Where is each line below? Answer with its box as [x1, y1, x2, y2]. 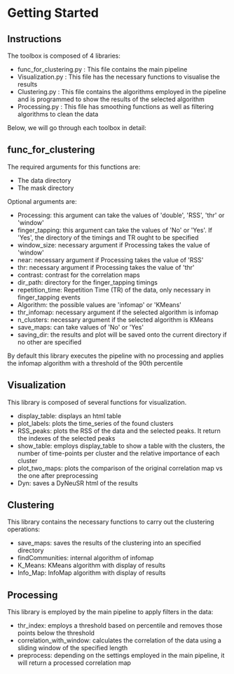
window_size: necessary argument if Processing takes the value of [17, 240, 210, 249]
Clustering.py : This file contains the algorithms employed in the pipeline [17, 88, 226, 96]
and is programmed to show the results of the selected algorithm [17, 95, 205, 103]
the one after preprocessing [17, 471, 98, 479]
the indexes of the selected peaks [17, 434, 116, 442]
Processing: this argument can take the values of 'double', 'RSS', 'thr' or [17, 211, 225, 219]
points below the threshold [17, 629, 95, 637]
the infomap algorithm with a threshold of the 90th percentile [7, 358, 184, 367]
